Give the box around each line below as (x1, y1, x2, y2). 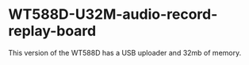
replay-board (8, 22, 97, 40)
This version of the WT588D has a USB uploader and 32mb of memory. (8, 48, 242, 57)
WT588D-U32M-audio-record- (8, 5, 218, 23)
